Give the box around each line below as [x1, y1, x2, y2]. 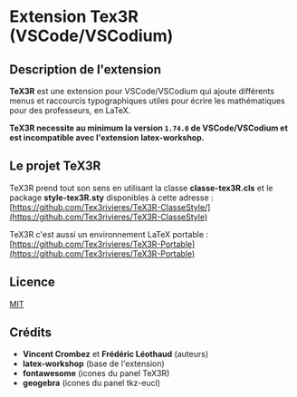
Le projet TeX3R [9, 159, 101, 174]
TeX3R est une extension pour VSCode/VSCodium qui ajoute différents [9, 86, 274, 96]
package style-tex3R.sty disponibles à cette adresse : [9, 192, 215, 203]
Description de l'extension [9, 62, 161, 77]
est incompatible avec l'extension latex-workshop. [9, 132, 206, 142]
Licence [9, 275, 56, 290]
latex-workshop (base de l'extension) [22, 358, 165, 369]
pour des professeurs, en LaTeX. [9, 105, 131, 115]
